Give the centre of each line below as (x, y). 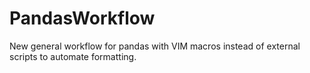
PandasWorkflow (82, 18)
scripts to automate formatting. (73, 56)
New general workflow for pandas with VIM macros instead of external (155, 46)
